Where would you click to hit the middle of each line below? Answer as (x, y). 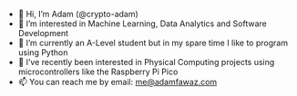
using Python (43, 53)
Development (43, 33)
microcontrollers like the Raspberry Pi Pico (98, 72)
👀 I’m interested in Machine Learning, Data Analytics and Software (142, 24)
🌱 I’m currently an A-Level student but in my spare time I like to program (153, 43)
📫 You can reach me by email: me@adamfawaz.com (118, 82)
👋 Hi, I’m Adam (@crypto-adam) (78, 14)
